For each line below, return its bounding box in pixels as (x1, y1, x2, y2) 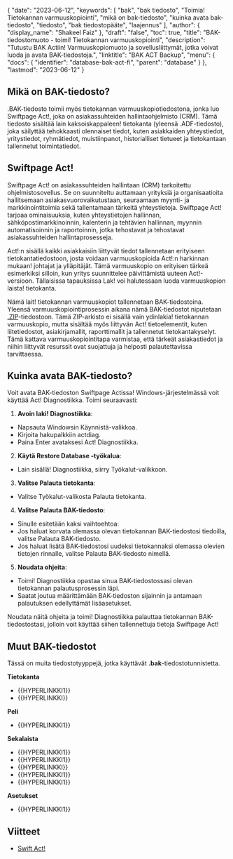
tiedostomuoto (7, 36, 50, 44)
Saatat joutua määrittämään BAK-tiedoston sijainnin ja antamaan (17, 592, 202, 600)
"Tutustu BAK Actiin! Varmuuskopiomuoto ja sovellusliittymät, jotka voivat (7, 44, 219, 51)
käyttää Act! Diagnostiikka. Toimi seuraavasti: (7, 396, 139, 404)
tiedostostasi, (7, 620, 47, 629)
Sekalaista (7, 735, 38, 743)
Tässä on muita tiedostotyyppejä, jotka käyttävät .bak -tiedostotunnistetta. (7, 659, 220, 667)
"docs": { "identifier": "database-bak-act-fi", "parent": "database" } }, (7, 58, 208, 66)
